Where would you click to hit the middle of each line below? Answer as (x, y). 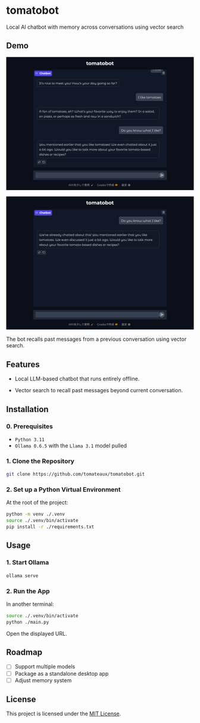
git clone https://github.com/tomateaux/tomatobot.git (76, 474)
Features (23, 364)
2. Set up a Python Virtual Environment (63, 490)
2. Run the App (28, 591)
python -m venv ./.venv (36, 514)
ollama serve (22, 576)
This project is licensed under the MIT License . (64, 714)
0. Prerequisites (30, 426)
